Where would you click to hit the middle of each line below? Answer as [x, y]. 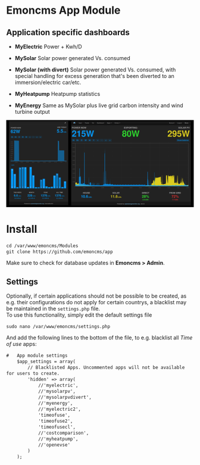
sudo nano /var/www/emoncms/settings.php [58, 327]
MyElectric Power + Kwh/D [48, 46]
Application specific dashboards [68, 32]
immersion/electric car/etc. [48, 82]
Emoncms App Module [63, 10]
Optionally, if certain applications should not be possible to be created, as [96, 296]
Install [22, 229]
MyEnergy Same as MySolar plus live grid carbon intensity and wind [99, 105]
